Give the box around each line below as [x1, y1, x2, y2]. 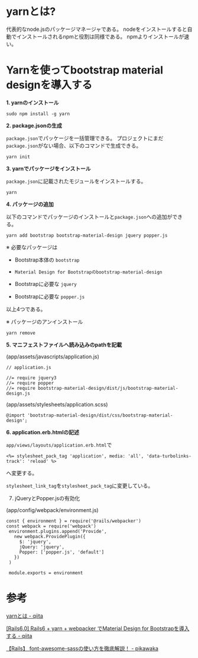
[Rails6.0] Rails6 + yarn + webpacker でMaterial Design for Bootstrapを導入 [6, 625, 190, 632]
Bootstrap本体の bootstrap [14, 256, 80, 263]
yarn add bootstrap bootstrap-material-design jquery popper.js [6, 232, 168, 239]
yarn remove [6, 330, 35, 336]
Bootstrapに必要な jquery [14, 280, 77, 287]
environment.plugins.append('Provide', [8, 528, 108, 534]
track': [6, 458, 25, 464]
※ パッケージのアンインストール [6, 318, 83, 325]
